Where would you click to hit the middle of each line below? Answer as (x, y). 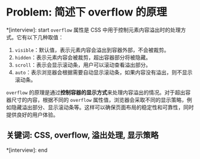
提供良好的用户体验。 (32, 114)
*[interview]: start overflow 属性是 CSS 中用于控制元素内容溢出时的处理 (93, 30)
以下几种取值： (45, 37)
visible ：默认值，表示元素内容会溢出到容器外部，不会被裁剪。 (92, 50)
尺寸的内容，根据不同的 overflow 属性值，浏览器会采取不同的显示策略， (99, 99)
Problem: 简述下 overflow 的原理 (87, 12)
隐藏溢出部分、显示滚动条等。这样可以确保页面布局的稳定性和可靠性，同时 (102, 107)
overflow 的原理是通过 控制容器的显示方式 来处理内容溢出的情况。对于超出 (96, 92)
